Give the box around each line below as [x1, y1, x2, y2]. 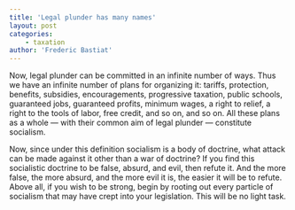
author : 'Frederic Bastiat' [9, 46, 113, 55]
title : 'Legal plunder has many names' [9, 12, 157, 22]
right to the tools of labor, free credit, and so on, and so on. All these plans [9, 108, 281, 119]
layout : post [9, 21, 58, 30]
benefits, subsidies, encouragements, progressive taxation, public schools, [9, 89, 283, 100]
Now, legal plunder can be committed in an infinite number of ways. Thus [9, 70, 276, 81]
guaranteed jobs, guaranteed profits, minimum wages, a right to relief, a [9, 98, 271, 109]
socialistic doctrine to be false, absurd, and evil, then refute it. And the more [9, 163, 286, 174]
